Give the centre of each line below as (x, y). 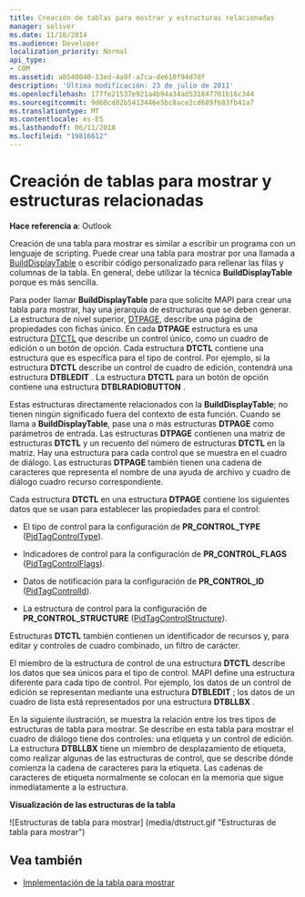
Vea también (46, 861)
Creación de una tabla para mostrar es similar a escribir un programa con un (152, 243)
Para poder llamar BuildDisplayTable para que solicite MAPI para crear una (151, 299)
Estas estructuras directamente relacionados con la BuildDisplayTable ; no (149, 404)
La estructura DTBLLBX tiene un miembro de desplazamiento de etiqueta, (148, 748)
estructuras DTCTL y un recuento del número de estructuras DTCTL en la (147, 443)
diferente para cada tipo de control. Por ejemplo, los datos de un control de (150, 682)
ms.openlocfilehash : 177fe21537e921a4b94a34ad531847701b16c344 (132, 94)
